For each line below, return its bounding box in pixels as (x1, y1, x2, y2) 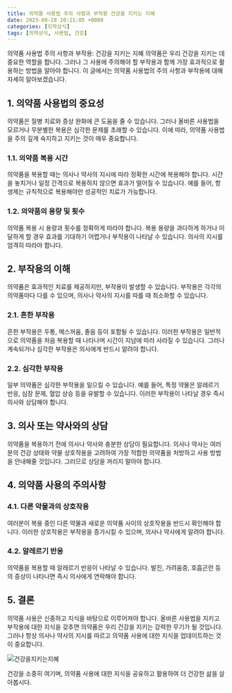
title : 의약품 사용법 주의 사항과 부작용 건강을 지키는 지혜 (7, 10, 155, 17)
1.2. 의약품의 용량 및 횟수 (7, 207, 85, 216)
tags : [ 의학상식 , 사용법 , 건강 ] (7, 29, 88, 37)
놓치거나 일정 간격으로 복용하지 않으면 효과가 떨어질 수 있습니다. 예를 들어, (14, 179, 214, 187)
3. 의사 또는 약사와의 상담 (7, 420, 109, 432)
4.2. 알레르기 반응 (7, 546, 64, 556)
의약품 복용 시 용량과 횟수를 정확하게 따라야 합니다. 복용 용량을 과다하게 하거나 (7, 223, 218, 232)
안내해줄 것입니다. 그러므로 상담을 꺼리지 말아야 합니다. (14, 457, 163, 465)
